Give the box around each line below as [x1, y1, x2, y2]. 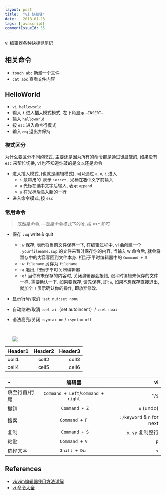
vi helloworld [12, 104, 41, 109]
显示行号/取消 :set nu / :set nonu [12, 296, 79, 302]
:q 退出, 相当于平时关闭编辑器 [19, 267, 80, 272]
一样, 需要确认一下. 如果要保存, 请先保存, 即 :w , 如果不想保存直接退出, [19, 279, 159, 285]
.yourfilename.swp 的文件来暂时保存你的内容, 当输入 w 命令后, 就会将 [19, 248, 161, 254]
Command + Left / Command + [43, 390, 104, 397]
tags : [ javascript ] [5, 21, 45, 26]
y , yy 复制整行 [126, 429, 159, 436]
